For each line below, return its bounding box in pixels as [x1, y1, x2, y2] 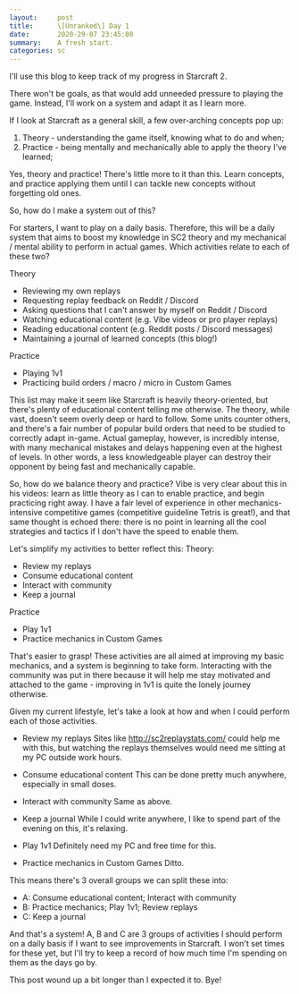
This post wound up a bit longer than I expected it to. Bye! [9, 974, 222, 985]
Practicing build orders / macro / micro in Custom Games [21, 378, 232, 388]
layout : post [9, 13, 74, 22]
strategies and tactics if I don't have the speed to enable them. [9, 526, 239, 537]
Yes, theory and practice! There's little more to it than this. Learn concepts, [9, 169, 285, 180]
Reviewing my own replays [21, 285, 121, 296]
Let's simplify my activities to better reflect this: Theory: [9, 543, 215, 555]
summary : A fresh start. [9, 38, 114, 47]
